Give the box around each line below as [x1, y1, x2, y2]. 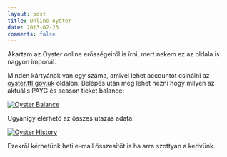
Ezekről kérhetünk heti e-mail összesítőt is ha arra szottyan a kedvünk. [7, 142, 216, 151]
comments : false [7, 30, 56, 38]
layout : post [7, 10, 46, 18]
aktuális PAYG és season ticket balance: [7, 86, 125, 95]
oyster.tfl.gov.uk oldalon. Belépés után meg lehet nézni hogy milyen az [7, 79, 216, 88]
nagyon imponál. [7, 58, 57, 66]
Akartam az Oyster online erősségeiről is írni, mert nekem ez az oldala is [7, 50, 220, 59]
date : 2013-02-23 [7, 24, 59, 31]
